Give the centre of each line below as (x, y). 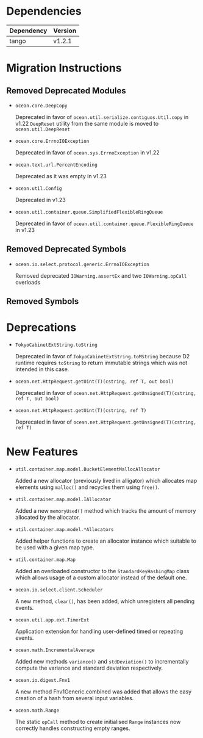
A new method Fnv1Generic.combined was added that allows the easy (103, 692)
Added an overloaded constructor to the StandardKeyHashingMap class (102, 571)
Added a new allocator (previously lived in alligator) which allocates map (106, 481)
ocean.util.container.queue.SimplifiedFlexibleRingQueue (89, 212)
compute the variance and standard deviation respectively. (89, 668)
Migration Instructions (64, 68)
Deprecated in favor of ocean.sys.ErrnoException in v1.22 (87, 152)
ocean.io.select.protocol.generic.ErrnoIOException (82, 264)
